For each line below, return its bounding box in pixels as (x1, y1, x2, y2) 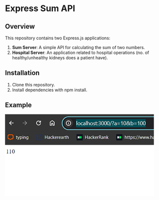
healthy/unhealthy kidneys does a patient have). (12, 55, 108, 61)
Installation (5, 69, 40, 77)
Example (5, 101, 32, 109)
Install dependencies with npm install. (12, 87, 88, 93)
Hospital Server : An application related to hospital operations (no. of (12, 50, 149, 55)
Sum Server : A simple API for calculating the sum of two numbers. (12, 45, 145, 50)
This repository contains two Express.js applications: (5, 35, 111, 41)
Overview (5, 22, 35, 31)
